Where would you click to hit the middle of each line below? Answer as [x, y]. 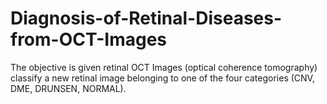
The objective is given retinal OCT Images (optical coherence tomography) [164, 67]
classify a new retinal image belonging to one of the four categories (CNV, [162, 78]
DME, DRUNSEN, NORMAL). [68, 88]
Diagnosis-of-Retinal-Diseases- [146, 18]
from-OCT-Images [89, 39]
